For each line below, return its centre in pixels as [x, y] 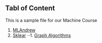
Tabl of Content [30, 8]
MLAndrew [24, 30]
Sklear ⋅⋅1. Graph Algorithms [42, 35]
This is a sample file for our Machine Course [51, 20]
